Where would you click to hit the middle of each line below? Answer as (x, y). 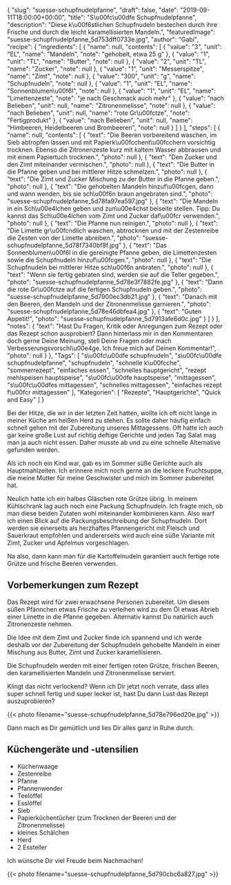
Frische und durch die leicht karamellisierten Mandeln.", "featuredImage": (111, 32)
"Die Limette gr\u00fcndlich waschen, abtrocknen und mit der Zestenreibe (113, 230)
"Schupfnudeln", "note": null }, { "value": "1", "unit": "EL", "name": (100, 83)
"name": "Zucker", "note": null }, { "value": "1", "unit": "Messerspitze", (106, 69)
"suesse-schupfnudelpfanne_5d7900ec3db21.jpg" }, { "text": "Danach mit (112, 296)
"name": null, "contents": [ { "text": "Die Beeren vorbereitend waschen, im (112, 135)
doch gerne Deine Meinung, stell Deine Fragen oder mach (89, 341)
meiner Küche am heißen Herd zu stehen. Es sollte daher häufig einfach (109, 420)
